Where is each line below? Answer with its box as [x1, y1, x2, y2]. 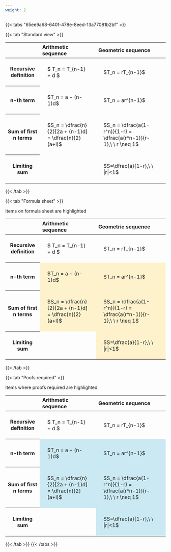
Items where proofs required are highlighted [5, 384, 98, 390]
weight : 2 [5, 7, 26, 13]
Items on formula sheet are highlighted [5, 207, 87, 214]
